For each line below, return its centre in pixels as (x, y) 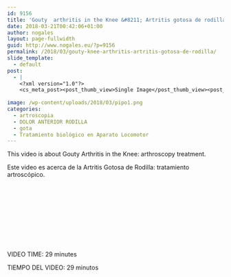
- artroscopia (33, 115)
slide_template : (30, 58)
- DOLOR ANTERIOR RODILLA (51, 122)
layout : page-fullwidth (41, 39)
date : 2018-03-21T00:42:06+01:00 (55, 26)
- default (27, 64)
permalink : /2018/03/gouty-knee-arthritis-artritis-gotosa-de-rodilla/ (112, 52)
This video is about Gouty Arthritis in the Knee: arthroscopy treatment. (107, 154)
